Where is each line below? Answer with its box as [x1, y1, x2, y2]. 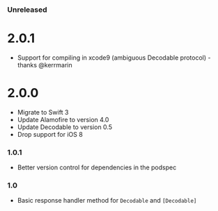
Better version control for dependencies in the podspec [17, 163, 177, 171]
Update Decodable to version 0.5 [17, 123, 113, 131]
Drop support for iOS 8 [17, 130, 84, 138]
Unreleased [7, 5, 47, 15]
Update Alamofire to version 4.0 [17, 115, 109, 124]
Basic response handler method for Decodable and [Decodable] [17, 196, 197, 205]
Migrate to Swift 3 [17, 108, 69, 116]
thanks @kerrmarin [17, 60, 73, 69]
